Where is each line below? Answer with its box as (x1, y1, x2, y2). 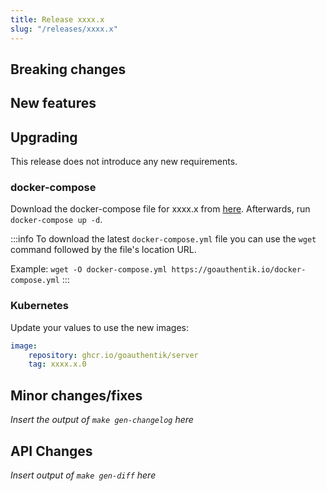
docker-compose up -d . (10, 214, 103, 226)
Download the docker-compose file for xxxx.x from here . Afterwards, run (10, 203, 311, 215)
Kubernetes (10, 299, 69, 313)
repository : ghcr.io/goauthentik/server (28, 350, 199, 360)
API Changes (10, 442, 93, 460)
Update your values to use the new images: (10, 321, 190, 333)
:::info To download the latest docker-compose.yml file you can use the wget (10, 233, 317, 245)
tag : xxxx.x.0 (28, 359, 87, 370)
